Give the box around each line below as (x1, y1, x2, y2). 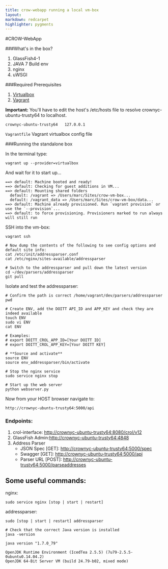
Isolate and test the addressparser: (5, 283, 79, 289)
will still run (5, 215, 38, 220)
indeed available (5, 311, 42, 316)
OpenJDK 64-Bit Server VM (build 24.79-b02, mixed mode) (5, 559, 129, 564)
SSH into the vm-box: (5, 224, 50, 230)
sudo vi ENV (5, 320, 31, 325)
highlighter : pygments (5, 21, 53, 27)
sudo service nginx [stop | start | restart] (5, 500, 103, 505)
